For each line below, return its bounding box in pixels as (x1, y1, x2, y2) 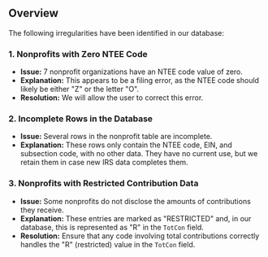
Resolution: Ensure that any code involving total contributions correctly (19, 231, 260, 241)
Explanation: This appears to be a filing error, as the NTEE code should (19, 76, 260, 85)
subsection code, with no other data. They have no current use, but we (19, 149, 258, 159)
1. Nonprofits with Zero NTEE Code (8, 48, 148, 59)
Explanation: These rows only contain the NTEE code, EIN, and (19, 140, 233, 150)
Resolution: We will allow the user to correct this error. (19, 93, 204, 102)
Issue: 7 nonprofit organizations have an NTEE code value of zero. (19, 67, 244, 76)
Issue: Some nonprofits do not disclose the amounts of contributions (19, 196, 252, 206)
